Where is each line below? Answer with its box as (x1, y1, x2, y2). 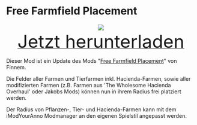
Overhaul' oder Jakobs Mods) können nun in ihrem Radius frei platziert (6, 88, 181, 95)
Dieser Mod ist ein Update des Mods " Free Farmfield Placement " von (6, 57, 177, 64)
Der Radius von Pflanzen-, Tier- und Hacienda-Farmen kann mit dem (6, 106, 177, 113)
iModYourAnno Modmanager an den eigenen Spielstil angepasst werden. (6, 112, 187, 119)
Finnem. (6, 63, 26, 71)
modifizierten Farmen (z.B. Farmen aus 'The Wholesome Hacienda (6, 81, 171, 89)
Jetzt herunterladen (17, 30, 185, 53)
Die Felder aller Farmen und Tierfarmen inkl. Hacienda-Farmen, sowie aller (6, 75, 191, 82)
